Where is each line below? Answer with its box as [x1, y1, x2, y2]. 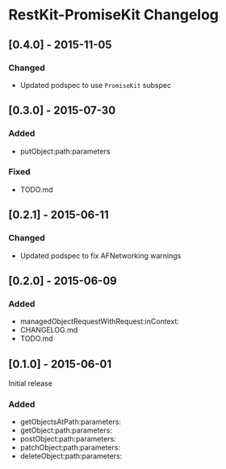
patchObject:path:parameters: [19, 442, 121, 453]
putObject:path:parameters [19, 146, 111, 156]
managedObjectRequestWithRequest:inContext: [19, 316, 179, 326]
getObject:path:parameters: [19, 425, 113, 435]
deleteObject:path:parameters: [19, 451, 123, 461]
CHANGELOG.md [19, 325, 78, 335]
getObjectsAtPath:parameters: [19, 417, 121, 427]
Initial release [8, 379, 52, 388]
